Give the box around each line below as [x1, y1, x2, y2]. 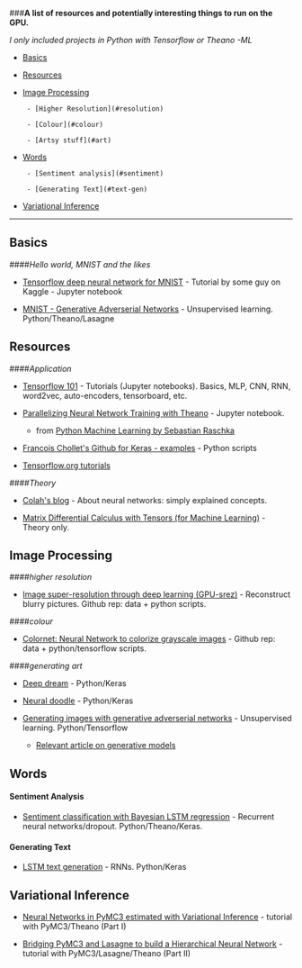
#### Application [9, 363, 72, 374]
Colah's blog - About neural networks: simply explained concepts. [22, 494, 268, 505]
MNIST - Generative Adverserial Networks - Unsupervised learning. [22, 303, 274, 314]
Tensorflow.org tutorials [22, 459, 111, 471]
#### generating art [9, 661, 83, 672]
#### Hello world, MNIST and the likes [9, 258, 151, 269]
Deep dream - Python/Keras [22, 678, 128, 689]
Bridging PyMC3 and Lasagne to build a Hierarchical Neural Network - [22, 938, 283, 949]
